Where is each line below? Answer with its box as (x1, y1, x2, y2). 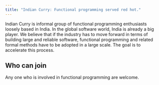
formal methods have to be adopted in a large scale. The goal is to (5, 42, 141, 47)
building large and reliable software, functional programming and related (5, 37, 153, 42)
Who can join (5, 61, 47, 70)
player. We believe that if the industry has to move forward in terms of (5, 31, 148, 37)
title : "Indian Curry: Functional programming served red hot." (5, 7, 141, 12)
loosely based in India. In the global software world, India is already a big (5, 26, 154, 32)
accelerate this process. (5, 47, 55, 53)
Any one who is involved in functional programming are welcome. (5, 75, 139, 81)
